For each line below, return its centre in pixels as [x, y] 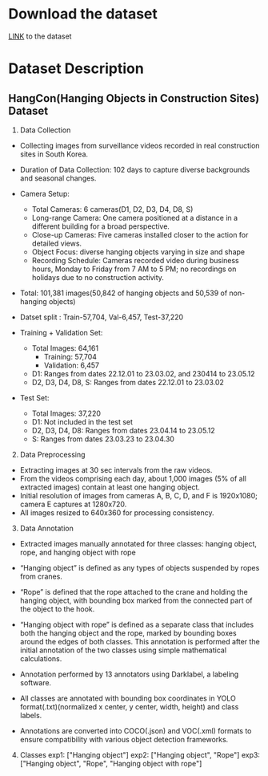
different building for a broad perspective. [101, 226]
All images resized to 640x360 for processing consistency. [117, 512]
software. [36, 682]
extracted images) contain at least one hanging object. [110, 487]
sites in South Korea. [54, 154]
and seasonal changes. [58, 178]
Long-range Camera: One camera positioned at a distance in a [135, 217]
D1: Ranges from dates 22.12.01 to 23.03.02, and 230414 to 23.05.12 [143, 373]
